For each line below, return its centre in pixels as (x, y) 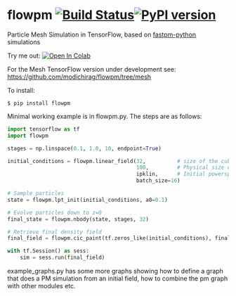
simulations (24, 41)
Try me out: (24, 56)
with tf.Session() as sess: (48, 251)
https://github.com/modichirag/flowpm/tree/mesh (79, 77)
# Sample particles (36, 193)
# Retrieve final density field (54, 232)
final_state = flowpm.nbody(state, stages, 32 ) (78, 219)
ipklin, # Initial (171, 174)
